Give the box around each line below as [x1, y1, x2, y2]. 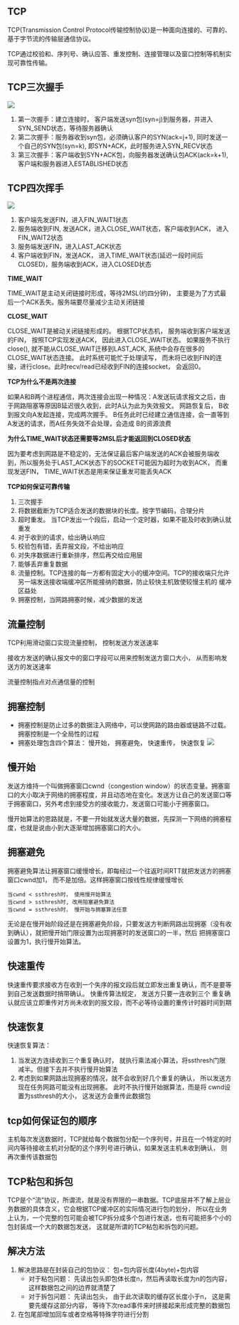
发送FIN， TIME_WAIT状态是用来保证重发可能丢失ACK [13, 468, 172, 476]
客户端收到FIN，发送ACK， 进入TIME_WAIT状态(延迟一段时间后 [17, 251, 203, 260]
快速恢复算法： [7, 1041, 51, 1050]
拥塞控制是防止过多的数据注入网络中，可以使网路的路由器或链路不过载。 [17, 721, 230, 729]
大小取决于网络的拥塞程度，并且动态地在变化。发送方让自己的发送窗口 [19, 790, 225, 799]
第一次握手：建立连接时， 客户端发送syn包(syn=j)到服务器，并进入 [17, 115, 213, 123]
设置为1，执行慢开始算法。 [7, 937, 85, 946]
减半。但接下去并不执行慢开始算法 [17, 1065, 118, 1074]
